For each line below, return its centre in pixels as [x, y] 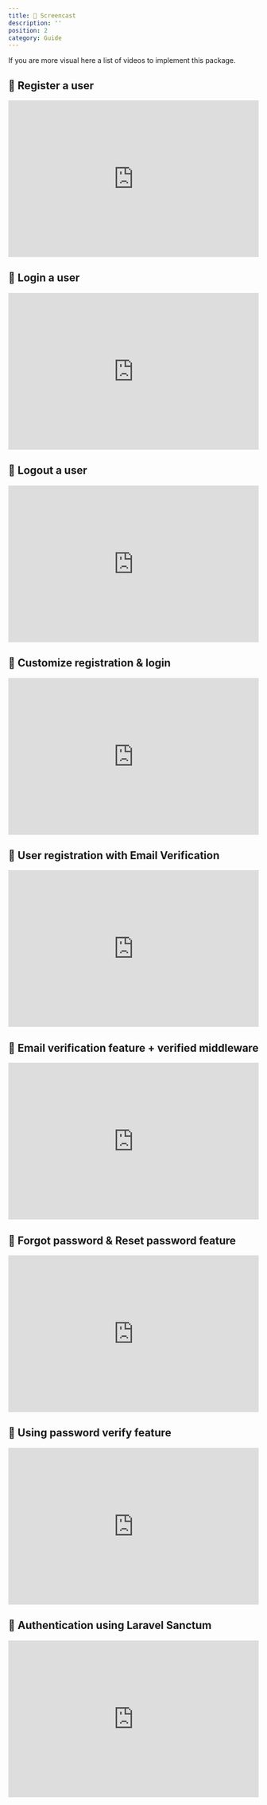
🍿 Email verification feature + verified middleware [133, 1048]
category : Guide [35, 38]
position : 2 [28, 30]
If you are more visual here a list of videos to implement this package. [122, 61]
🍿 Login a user [44, 278]
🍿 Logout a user [48, 471]
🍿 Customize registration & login [89, 663]
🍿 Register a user [51, 86]
